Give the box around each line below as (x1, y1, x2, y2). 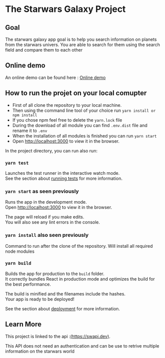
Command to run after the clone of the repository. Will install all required (5, 243, 153, 249)
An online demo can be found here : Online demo (5, 74, 106, 80)
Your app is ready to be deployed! (5, 296, 75, 302)
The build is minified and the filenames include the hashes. (5, 290, 126, 296)
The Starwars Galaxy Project (5, 3, 126, 15)
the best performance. (5, 281, 51, 287)
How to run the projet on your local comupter (5, 89, 147, 97)
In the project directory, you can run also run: (5, 147, 98, 153)
